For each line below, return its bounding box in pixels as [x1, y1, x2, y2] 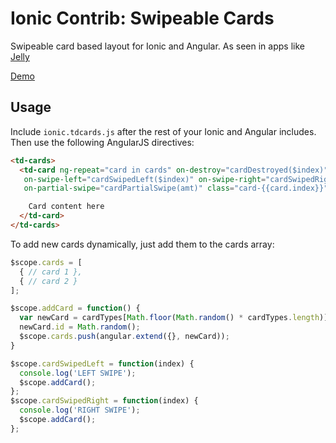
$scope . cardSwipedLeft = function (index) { [10, 358, 195, 369]
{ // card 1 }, [19, 267, 83, 277]
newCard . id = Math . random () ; [19, 322, 141, 332]
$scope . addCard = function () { [10, 303, 141, 314]
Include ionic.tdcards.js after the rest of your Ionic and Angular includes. [10, 125, 317, 137]
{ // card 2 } [19, 276, 78, 286]
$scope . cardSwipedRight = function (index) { [10, 396, 199, 406]
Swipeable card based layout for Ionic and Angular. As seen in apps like [10, 40, 305, 52]
